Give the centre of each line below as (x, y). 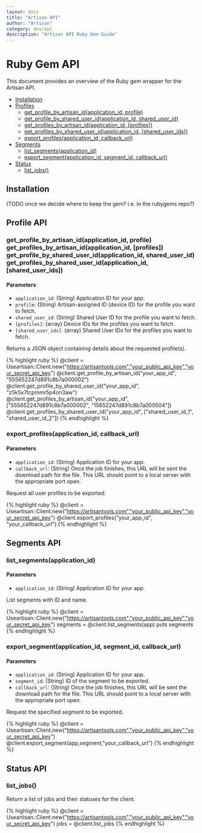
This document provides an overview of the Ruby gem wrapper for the (94, 81)
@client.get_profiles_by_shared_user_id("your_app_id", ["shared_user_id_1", (100, 412)
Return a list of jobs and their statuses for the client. (71, 799)
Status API (27, 768)
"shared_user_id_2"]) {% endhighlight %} (57, 418)
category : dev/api (29, 29)
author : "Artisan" (29, 23)
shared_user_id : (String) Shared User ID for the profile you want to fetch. (106, 317)
